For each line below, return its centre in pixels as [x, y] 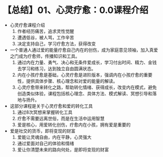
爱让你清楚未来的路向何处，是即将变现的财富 [63, 150]
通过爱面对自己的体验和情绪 [46, 143]
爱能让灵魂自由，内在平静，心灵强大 [54, 137]
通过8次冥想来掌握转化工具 [45, 112]
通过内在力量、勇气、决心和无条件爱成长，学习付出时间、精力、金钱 [87, 62]
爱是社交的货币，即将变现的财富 [42, 131]
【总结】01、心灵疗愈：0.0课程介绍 [76, 10]
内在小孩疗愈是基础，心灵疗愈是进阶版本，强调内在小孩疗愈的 [81, 75]
